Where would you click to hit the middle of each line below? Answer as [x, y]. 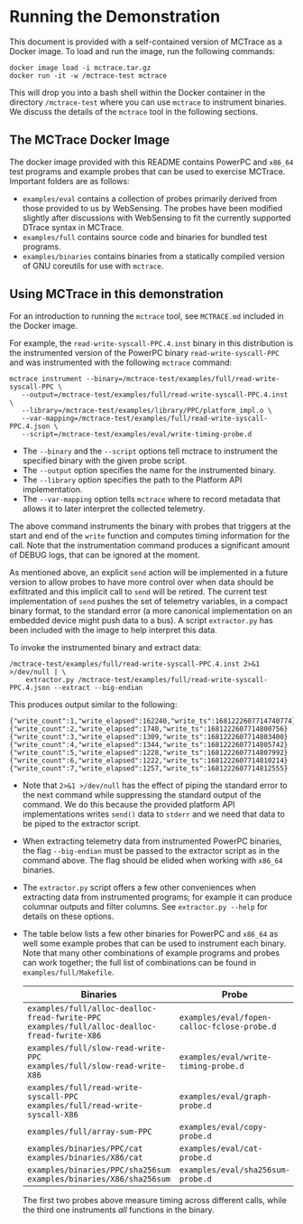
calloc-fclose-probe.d [228, 1026]
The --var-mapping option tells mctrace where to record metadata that [151, 499]
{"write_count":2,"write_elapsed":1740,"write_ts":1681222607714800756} [149, 729]
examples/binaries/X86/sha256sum [99, 1179]
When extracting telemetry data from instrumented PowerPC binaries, [152, 841]
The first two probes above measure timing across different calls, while [154, 1200]
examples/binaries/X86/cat [85, 1157]
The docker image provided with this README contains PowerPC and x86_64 [151, 162]
